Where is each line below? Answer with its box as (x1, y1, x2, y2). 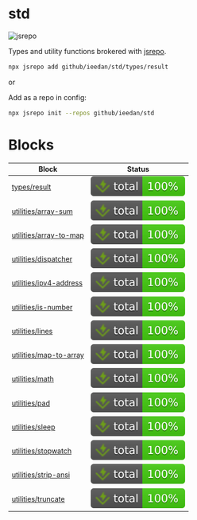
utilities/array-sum (11, 206, 73, 215)
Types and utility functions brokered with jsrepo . (8, 46, 167, 56)
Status (126, 165, 149, 174)
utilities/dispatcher (11, 254, 73, 264)
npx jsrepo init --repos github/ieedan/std (8, 109, 155, 117)
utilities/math (11, 374, 54, 384)
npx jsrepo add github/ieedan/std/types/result (8, 63, 169, 71)
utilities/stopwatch (11, 446, 72, 456)
